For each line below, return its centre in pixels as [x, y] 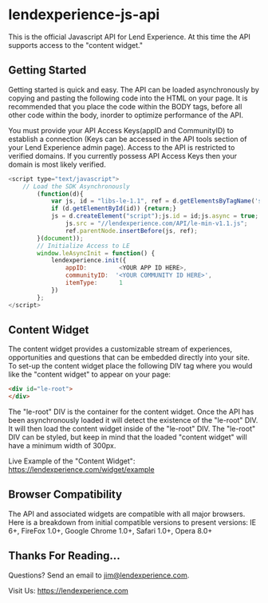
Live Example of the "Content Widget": [72, 461]
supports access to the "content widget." [76, 45]
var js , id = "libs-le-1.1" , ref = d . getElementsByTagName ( [153, 201]
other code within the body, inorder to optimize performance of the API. [126, 115]
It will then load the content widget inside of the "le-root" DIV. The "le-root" [132, 429]
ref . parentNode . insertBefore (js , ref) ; [131, 231]
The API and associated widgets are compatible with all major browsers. [127, 514]
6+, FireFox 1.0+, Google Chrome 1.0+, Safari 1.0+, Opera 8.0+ [110, 530]
